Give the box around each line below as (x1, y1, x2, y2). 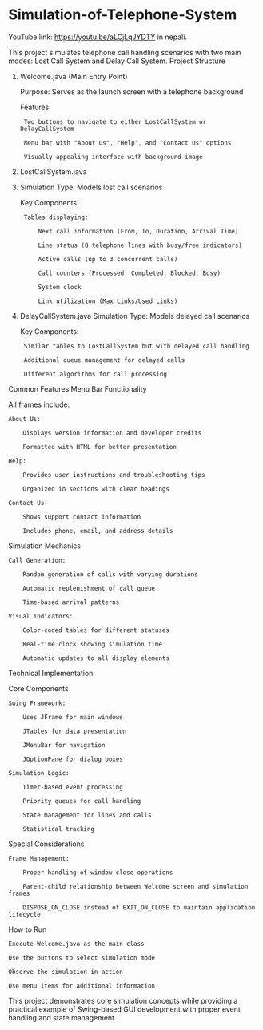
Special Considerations (8, 839, 85, 849)
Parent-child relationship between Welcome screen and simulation (22, 882, 249, 890)
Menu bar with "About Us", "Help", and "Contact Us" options (23, 138, 232, 147)
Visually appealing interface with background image (23, 153, 203, 161)
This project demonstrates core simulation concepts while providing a (8, 996, 238, 1005)
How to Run (8, 925, 47, 934)
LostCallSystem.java (19, 166, 87, 177)
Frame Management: (8, 854, 70, 862)
